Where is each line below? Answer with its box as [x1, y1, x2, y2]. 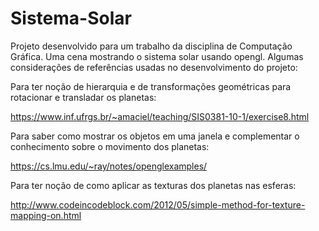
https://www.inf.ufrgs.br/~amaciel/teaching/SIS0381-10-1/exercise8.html [10, 110, 310, 122]
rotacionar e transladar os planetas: [10, 91, 157, 103]
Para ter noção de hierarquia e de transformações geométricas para [10, 80, 292, 92]
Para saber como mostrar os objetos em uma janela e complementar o [10, 130, 300, 142]
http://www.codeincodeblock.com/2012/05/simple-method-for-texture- [10, 198, 306, 211]
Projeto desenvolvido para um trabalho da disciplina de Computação [10, 40, 293, 52]
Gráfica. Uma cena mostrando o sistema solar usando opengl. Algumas [10, 50, 304, 62]
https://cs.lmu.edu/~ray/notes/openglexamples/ [10, 160, 208, 172]
